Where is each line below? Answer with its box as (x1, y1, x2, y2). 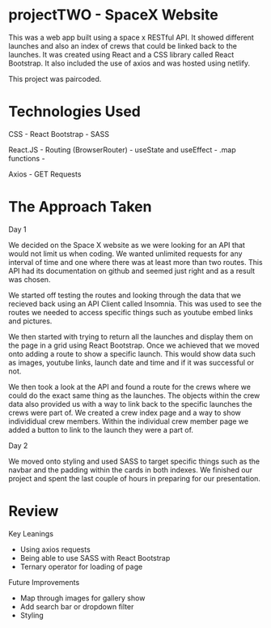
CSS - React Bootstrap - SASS (8, 129, 109, 139)
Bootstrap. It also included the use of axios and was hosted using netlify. (8, 58, 251, 68)
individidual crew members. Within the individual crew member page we (8, 416, 249, 426)
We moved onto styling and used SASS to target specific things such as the (8, 456, 260, 466)
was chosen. (8, 274, 51, 284)
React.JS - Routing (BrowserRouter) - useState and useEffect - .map (8, 144, 236, 155)
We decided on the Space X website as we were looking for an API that (8, 240, 245, 250)
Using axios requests (19, 545, 91, 554)
